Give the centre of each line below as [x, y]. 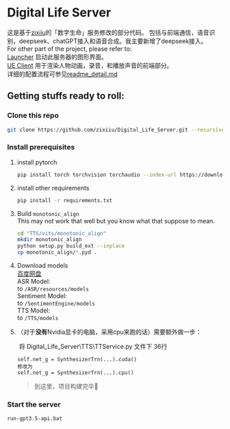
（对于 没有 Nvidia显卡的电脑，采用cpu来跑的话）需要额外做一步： [109, 332]
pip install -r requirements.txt [65, 200]
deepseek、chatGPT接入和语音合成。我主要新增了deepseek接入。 [113, 41]
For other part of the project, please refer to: [69, 49]
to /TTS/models [38, 318]
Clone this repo [33, 116]
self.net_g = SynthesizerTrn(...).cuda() [77, 360]
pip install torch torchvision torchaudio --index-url [97, 175]
